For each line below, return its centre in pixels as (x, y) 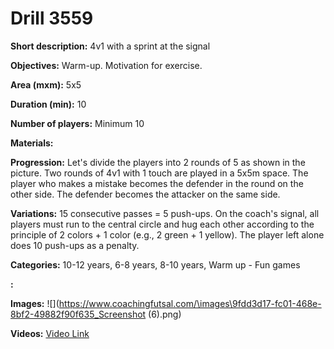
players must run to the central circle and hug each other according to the (162, 224)
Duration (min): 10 (48, 104)
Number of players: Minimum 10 (77, 123)
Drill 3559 (52, 18)
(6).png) (165, 314)
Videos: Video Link (50, 333)
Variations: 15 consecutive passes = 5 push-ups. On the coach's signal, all (165, 213)
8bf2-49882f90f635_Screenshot (78, 314)
